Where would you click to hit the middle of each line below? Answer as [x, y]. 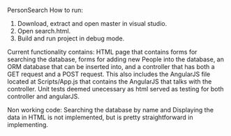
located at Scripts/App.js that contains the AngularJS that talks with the [110, 82]
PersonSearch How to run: [45, 10]
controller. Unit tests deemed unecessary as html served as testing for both [116, 89]
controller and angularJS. [44, 96]
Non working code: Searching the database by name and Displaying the [111, 110]
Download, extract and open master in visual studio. [92, 23]
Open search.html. [44, 31]
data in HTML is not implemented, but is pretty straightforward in [100, 117]
